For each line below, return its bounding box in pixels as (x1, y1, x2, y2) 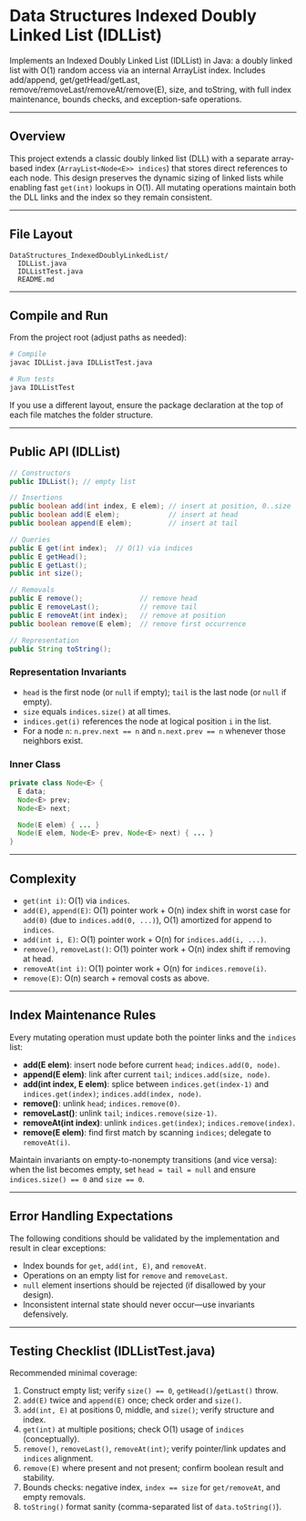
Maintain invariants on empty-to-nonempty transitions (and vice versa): (9, 1154, 278, 1165)
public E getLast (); (9, 560, 88, 570)
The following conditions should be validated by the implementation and (9, 1232, 280, 1244)
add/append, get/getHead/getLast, (9, 74, 141, 85)
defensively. (22, 1309, 69, 1320)
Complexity (9, 871, 77, 887)
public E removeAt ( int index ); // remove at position (9, 611, 226, 620)
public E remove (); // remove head (9, 594, 198, 603)
